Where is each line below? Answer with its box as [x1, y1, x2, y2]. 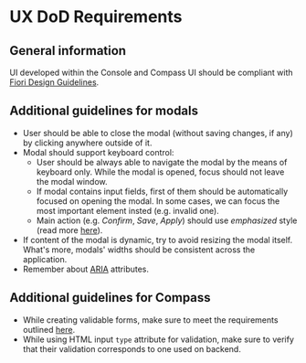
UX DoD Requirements [9, 6, 183, 27]
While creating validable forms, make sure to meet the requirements [22, 314, 279, 326]
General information [9, 43, 126, 59]
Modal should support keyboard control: [22, 146, 174, 157]
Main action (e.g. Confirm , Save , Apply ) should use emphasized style [36, 215, 298, 226]
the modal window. [36, 176, 108, 187]
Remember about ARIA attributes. [22, 263, 149, 274]
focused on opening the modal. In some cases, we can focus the [36, 195, 280, 207]
